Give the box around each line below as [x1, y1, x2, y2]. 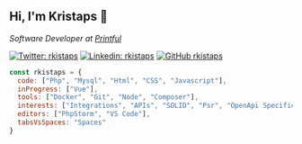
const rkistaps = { [9, 67, 83, 76]
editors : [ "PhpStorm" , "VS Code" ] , [17, 110, 151, 119]
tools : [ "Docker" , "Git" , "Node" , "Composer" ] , [17, 93, 200, 102]
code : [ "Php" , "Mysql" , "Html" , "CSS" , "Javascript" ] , [17, 76, 227, 85]
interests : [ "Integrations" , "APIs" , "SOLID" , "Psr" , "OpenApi [17, 101, 260, 111]
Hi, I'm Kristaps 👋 [9, 9, 108, 24]
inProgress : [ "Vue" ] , [17, 85, 99, 94]
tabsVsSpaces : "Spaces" [17, 118, 106, 127]
